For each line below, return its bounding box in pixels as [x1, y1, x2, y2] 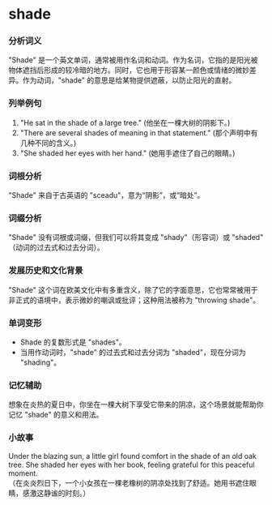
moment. [8, 468, 38, 478]
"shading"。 [19, 357, 62, 367]
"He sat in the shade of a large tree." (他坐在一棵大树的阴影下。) [19, 118, 231, 127]
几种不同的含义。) [19, 138, 77, 148]
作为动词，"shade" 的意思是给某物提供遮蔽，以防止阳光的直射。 [22, 75, 236, 85]
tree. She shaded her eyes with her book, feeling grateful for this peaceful [8, 460, 255, 469]
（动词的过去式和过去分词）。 [8, 242, 104, 252]
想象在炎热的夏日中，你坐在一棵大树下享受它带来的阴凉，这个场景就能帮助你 [8, 400, 264, 409]
